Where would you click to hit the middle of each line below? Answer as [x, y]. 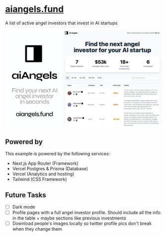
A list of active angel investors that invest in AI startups [61, 23]
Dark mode [24, 207]
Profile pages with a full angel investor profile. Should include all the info [86, 213]
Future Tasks [26, 195]
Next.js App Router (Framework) [45, 163]
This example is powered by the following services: [58, 154]
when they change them [37, 229]
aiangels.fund [35, 9]
